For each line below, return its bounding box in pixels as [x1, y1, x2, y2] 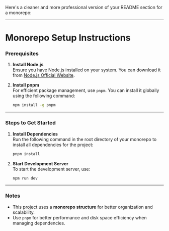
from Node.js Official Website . [12, 72, 75, 78]
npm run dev [12, 175, 38, 181]
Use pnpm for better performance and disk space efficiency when [12, 214, 147, 220]
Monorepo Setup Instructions [5, 32, 131, 43]
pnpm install [12, 151, 40, 156]
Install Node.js [12, 62, 44, 68]
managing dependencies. [12, 220, 65, 226]
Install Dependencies [12, 131, 58, 137]
